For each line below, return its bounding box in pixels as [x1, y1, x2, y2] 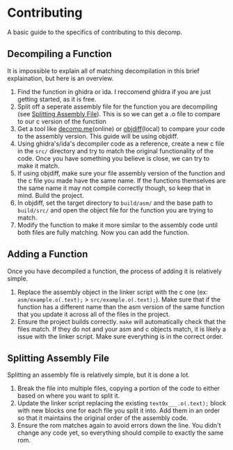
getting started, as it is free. [17, 95, 97, 103]
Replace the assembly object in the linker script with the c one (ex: [17, 288, 208, 296]
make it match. [17, 162, 61, 170]
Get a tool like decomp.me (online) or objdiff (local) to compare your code [17, 124, 225, 133]
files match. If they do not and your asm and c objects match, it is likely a [17, 325, 226, 333]
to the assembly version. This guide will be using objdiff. [17, 132, 179, 140]
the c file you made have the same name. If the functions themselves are [17, 176, 226, 185]
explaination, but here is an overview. [7, 74, 114, 82]
